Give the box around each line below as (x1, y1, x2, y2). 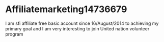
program (5, 31, 23, 37)
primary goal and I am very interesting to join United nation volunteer (5, 25, 150, 31)
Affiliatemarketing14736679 (5, 4, 127, 15)
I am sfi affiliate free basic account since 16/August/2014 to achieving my (5, 20, 159, 26)
